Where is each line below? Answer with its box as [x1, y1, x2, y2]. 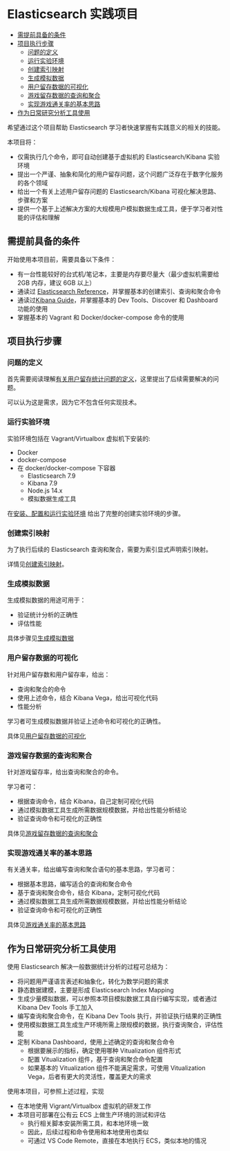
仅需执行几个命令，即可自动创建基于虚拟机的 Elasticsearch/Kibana [17, 152, 207, 161]
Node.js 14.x [27, 486, 63, 494]
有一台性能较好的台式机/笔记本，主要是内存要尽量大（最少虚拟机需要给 [17, 269, 220, 278]
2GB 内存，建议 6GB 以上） [17, 278, 96, 287]
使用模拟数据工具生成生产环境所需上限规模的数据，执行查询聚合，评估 [17, 1021, 218, 1029]
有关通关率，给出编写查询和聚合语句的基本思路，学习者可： [7, 865, 177, 873]
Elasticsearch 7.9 [27, 472, 76, 480]
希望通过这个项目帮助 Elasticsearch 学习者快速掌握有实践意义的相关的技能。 [7, 123, 224, 132]
